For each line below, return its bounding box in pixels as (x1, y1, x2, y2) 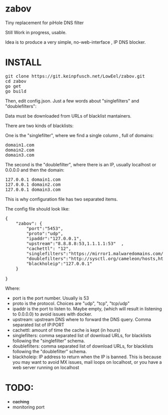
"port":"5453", (26, 226, 63, 231)
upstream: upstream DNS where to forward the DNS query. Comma (12, 316, 151, 322)
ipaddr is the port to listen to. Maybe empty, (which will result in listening (12, 305, 162, 312)
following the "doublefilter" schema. (12, 348, 87, 354)
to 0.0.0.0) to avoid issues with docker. (12, 311, 92, 317)
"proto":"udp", (26, 231, 63, 236)
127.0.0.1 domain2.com (5, 181, 61, 187)
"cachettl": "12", (26, 246, 71, 251)
